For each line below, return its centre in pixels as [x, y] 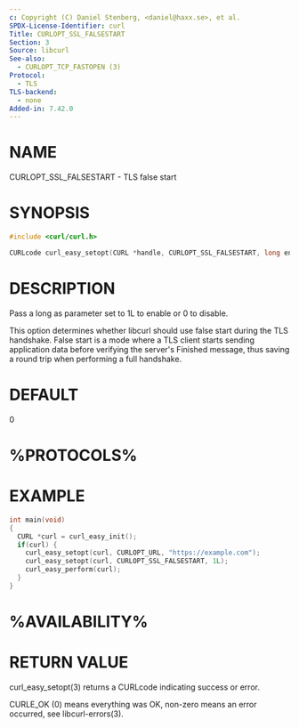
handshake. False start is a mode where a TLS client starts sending [132, 340]
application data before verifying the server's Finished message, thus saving [149, 349]
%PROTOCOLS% [73, 455]
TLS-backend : [33, 92]
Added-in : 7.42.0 [41, 109]
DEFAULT [44, 395]
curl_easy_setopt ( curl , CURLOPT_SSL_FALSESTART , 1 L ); [127, 562]
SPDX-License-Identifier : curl [67, 26]
